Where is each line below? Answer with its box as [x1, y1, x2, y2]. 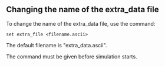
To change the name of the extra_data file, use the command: [6, 20, 156, 27]
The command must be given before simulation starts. [6, 53, 137, 60]
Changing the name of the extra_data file [6, 5, 159, 15]
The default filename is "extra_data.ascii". [6, 41, 107, 48]
